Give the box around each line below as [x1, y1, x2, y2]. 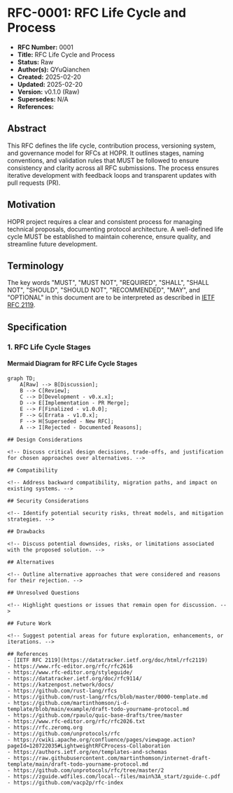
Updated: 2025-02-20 [17, 80, 83, 88]
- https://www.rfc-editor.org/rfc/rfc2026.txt [7, 717, 146, 725]
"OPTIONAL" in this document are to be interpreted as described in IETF [7, 293, 216, 302]
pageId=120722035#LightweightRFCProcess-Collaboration [7, 742, 171, 750]
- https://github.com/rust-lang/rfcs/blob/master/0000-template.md [7, 693, 209, 701]
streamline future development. [7, 239, 98, 248]
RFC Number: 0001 [17, 43, 73, 51]
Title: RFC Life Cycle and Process [17, 50, 115, 59]
